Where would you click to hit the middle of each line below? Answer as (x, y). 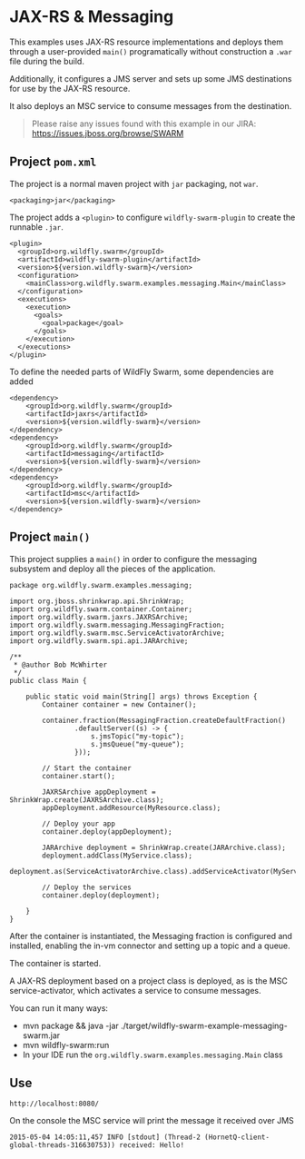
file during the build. (47, 61)
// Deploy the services (87, 887)
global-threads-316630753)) (63, 1145)
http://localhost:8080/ (54, 1104)
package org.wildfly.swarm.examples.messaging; (101, 585)
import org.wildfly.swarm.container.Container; (101, 609)
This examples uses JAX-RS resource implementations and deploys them (147, 42)
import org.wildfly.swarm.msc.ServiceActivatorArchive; (117, 633)
